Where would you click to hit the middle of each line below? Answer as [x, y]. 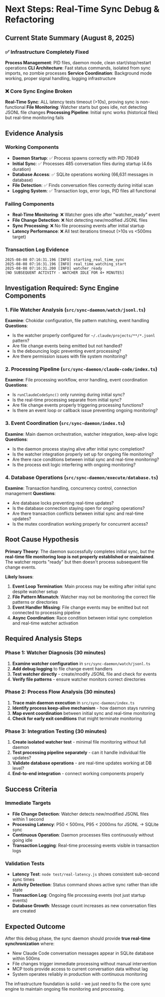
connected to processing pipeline [46, 612]
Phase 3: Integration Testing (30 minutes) [56, 731]
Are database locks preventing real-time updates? [63, 503]
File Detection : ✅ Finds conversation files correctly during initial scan [83, 185]
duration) [21, 169]
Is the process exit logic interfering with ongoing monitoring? [74, 464]
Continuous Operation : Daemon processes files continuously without [83, 835]
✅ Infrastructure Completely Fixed [47, 52]
